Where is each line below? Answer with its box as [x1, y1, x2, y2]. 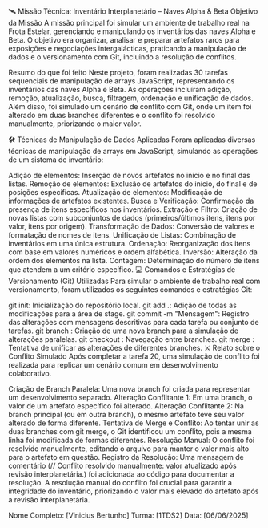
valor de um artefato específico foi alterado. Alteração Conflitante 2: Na [8, 401, 244, 411]
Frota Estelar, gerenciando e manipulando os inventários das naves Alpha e [8, 26, 256, 36]
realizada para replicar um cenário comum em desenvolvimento [8, 360, 218, 369]
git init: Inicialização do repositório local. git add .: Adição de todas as [8, 300, 238, 310]
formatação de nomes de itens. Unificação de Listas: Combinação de [8, 230, 237, 239]
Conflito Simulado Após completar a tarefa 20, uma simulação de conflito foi [8, 351, 260, 361]
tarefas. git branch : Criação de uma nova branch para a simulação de [8, 326, 239, 335]
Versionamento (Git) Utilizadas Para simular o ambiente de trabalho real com [8, 276, 261, 286]
